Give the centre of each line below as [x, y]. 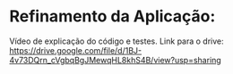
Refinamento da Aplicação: [112, 16]
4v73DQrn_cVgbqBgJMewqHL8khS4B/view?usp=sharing [115, 60]
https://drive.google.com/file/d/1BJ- [76, 50]
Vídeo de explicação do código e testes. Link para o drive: [116, 41]
